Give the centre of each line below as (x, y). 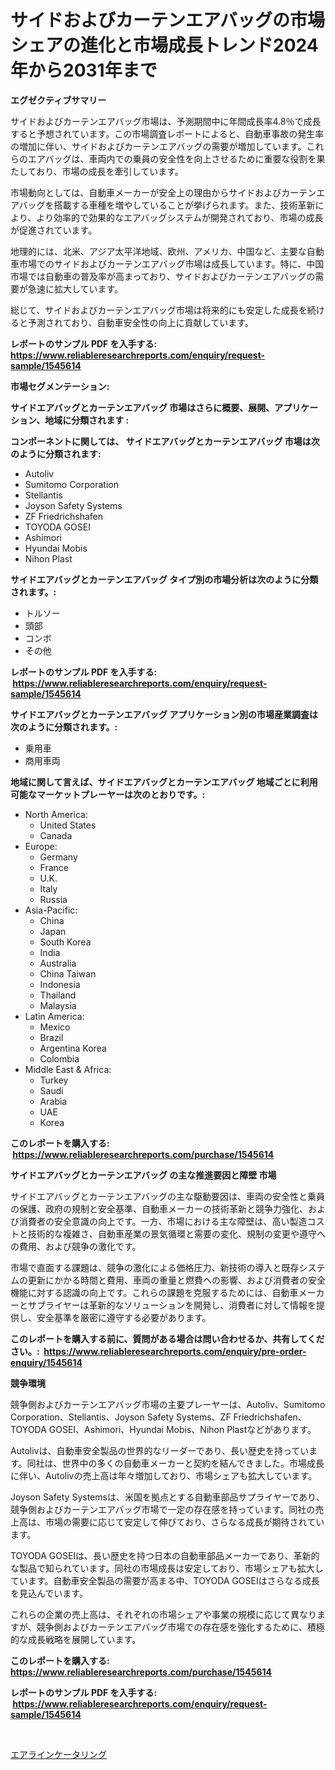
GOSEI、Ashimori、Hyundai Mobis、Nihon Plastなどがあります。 (182, 1429)
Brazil (51, 1037)
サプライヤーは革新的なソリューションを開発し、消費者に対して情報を (172, 1305)
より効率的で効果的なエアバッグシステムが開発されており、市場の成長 (180, 217)
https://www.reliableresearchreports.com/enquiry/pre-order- (175, 1351)
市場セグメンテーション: (60, 386)
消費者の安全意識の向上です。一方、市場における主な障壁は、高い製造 (163, 1221)
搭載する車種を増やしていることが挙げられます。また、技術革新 (184, 205)
